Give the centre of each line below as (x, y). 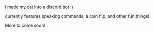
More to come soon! (25, 25)
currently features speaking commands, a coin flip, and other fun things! (77, 16)
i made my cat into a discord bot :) (39, 7)
